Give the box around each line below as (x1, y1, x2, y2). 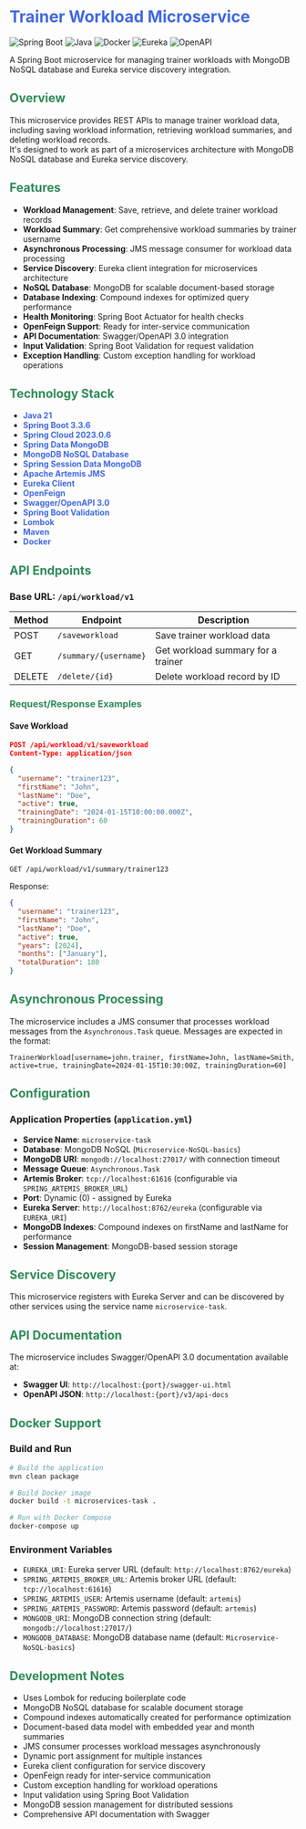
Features (9, 180, 61, 195)
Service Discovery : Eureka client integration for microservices (22, 262, 258, 273)
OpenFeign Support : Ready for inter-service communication (22, 321, 250, 331)
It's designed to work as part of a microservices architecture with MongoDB (9, 143, 294, 154)
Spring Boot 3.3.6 (22, 420, 91, 431)
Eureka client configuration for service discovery (22, 1761, 207, 1771)
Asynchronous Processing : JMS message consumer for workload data (22, 243, 292, 254)
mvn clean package (9, 1472, 79, 1481)
